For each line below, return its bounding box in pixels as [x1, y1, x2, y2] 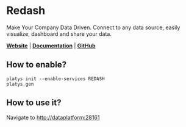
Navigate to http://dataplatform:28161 [6, 114, 100, 121]
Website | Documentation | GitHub [6, 42, 96, 49]
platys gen [6, 81, 34, 87]
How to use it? [6, 98, 62, 108]
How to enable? [6, 60, 67, 70]
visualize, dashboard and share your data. [6, 30, 112, 37]
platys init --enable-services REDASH [6, 75, 105, 82]
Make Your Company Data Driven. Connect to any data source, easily [6, 24, 181, 31]
